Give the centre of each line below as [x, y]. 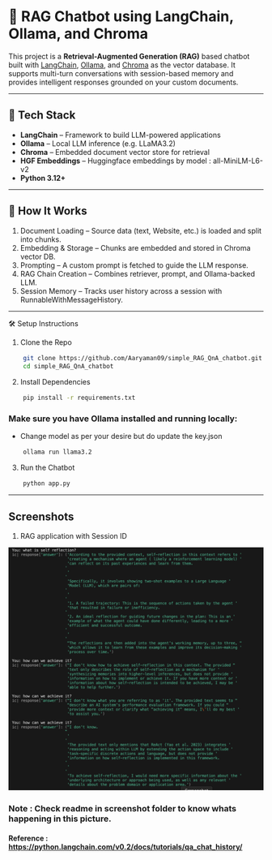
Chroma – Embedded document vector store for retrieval [115, 152]
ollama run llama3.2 [57, 452]
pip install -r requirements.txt [79, 398]
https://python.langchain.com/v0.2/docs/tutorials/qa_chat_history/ [125, 846]
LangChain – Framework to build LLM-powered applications [120, 135]
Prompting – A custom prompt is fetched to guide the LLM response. [134, 265]
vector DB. [38, 256]
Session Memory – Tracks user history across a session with [121, 290]
